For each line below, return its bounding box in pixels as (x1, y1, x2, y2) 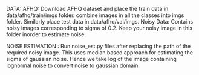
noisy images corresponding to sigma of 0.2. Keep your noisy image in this (6, 24, 192, 31)
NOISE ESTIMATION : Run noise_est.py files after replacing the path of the (6, 42, 191, 50)
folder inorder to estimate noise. (6, 31, 86, 38)
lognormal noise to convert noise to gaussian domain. (6, 62, 140, 69)
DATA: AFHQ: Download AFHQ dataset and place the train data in (6, 5, 169, 12)
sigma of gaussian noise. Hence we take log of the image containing (6, 56, 177, 62)
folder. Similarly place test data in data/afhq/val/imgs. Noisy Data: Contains (6, 18, 194, 25)
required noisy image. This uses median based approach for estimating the (6, 49, 194, 56)
